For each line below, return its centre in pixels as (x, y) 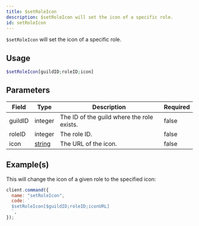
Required (177, 107)
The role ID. (76, 134)
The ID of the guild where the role (107, 117)
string (43, 144)
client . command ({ (28, 190)
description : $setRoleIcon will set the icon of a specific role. (90, 17)
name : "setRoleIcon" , (38, 195)
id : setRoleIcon (26, 23)
